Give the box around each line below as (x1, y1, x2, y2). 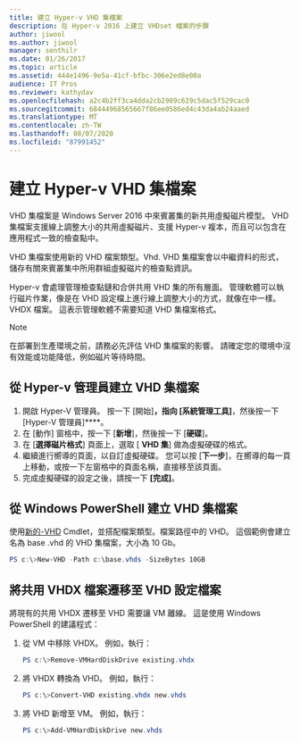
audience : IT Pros (9, 79, 78, 88)
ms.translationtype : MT (9, 113, 98, 121)
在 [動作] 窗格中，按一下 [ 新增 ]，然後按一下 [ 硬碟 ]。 (21, 428, 213, 438)
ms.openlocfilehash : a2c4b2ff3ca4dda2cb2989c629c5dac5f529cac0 (9, 96, 250, 105)
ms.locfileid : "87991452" (9, 138, 105, 146)
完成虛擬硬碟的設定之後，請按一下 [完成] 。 (21, 472, 180, 483)
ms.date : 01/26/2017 (9, 54, 87, 63)
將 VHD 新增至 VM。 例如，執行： (21, 707, 147, 719)
